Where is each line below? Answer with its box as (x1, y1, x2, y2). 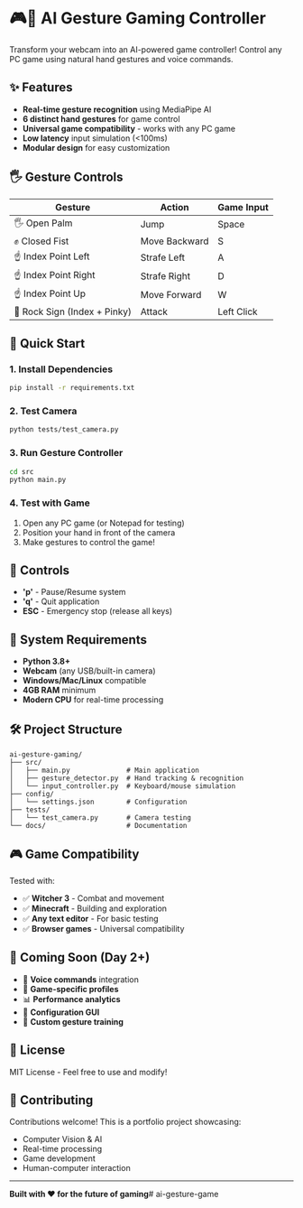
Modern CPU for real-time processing (22, 694, 164, 705)
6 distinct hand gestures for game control (22, 113, 180, 124)
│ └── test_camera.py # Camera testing (9, 813, 192, 822)
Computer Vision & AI (22, 1134, 103, 1145)
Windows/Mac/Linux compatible (22, 675, 147, 686)
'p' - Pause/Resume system (22, 587, 126, 598)
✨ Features (9, 79, 73, 96)
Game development (22, 1153, 96, 1164)
